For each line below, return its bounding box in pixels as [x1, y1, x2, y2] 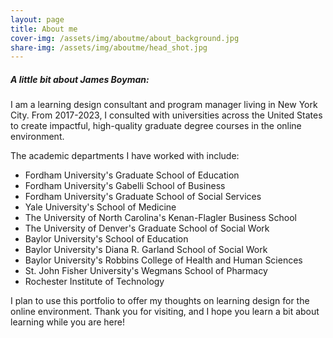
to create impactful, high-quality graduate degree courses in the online [10, 120, 302, 132]
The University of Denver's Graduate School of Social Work [24, 222, 270, 235]
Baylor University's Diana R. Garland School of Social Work [24, 244, 268, 256]
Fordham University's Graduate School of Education [24, 169, 240, 181]
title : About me [10, 24, 78, 34]
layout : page [10, 14, 65, 25]
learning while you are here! [10, 316, 125, 328]
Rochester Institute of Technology [24, 276, 165, 288]
